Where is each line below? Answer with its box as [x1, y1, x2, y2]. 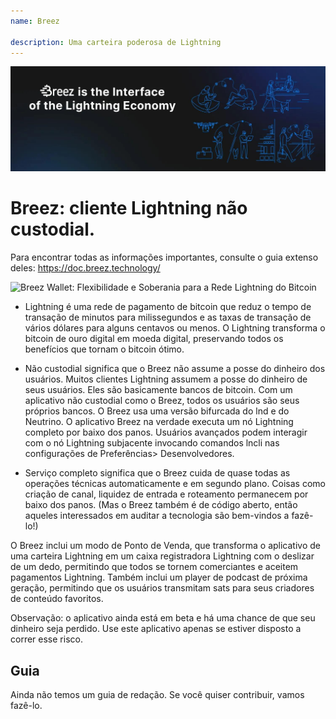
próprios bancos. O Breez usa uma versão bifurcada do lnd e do [24, 405, 290, 417]
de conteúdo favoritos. [10, 593, 104, 605]
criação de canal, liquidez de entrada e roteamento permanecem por [24, 488, 309, 500]
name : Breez [10, 16, 60, 26]
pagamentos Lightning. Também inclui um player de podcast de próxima [10, 571, 308, 584]
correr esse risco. [10, 633, 83, 645]
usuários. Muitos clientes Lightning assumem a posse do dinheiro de [24, 373, 308, 385]
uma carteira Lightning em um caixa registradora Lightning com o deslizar [10, 550, 315, 562]
